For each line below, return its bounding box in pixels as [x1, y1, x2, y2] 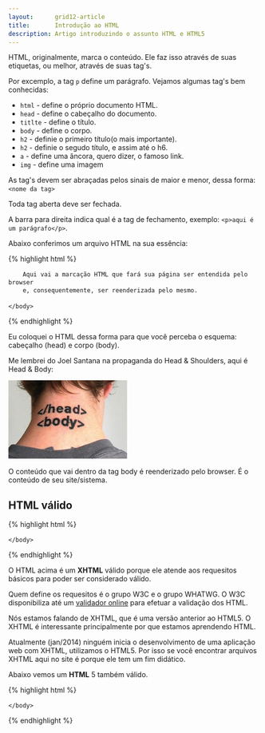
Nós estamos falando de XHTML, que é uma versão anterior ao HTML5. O [8, 613, 251, 623]
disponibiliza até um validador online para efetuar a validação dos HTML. [8, 598, 249, 608]
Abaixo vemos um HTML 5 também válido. [8, 670, 148, 680]
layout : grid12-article [8, 13, 105, 21]
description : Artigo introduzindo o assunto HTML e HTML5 [8, 30, 205, 38]
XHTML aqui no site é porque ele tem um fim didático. [8, 655, 186, 664]
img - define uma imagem [19, 160, 104, 169]
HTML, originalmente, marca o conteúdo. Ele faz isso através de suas [8, 53, 237, 62]
